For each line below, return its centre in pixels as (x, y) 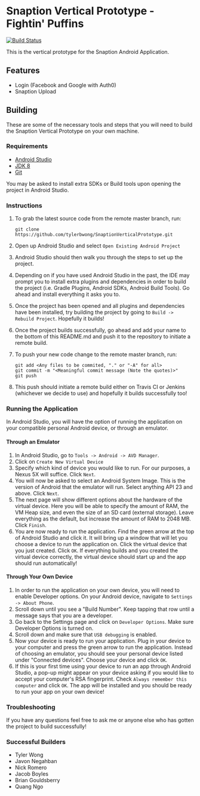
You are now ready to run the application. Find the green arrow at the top (104, 531)
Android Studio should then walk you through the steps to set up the (99, 258)
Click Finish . (30, 525)
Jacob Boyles (32, 774)
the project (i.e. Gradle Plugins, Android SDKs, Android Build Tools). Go (102, 288)
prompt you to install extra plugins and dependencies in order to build (100, 281)
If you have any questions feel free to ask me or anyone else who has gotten (100, 720)
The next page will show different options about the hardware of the (99, 500)
